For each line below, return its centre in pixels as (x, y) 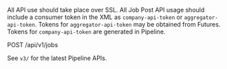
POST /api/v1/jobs (33, 45)
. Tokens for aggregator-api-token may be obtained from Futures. (128, 24)
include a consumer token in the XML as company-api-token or (95, 17)
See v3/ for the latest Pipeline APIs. (57, 58)
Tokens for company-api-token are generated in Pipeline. (86, 31)
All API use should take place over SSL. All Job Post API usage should (106, 10)
